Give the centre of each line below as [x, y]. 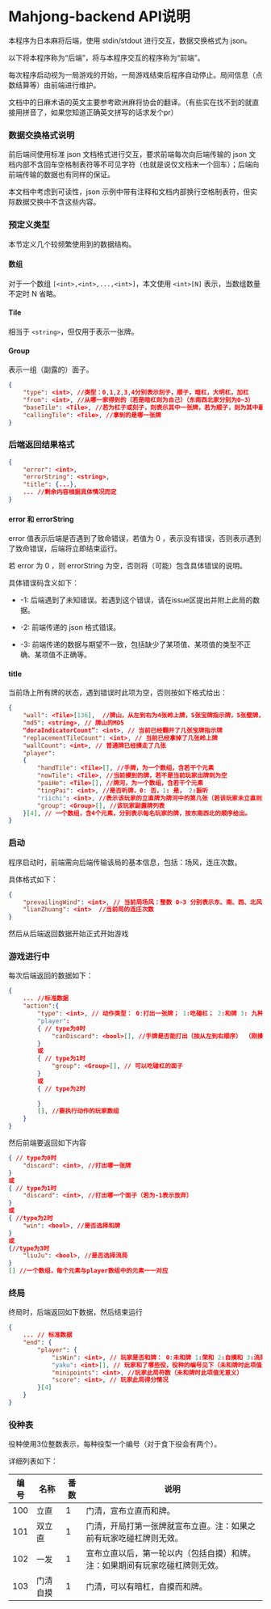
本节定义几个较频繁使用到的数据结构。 [72, 244]
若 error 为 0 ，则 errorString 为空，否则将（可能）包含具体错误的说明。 [128, 566]
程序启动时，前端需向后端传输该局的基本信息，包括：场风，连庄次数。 [125, 862]
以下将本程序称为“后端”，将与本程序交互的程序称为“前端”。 [106, 57]
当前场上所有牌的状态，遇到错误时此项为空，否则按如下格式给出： [118, 693]
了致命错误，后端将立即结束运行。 [65, 549]
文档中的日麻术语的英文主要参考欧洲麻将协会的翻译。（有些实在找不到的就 [130, 102]
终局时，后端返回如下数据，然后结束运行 [75, 1312]
